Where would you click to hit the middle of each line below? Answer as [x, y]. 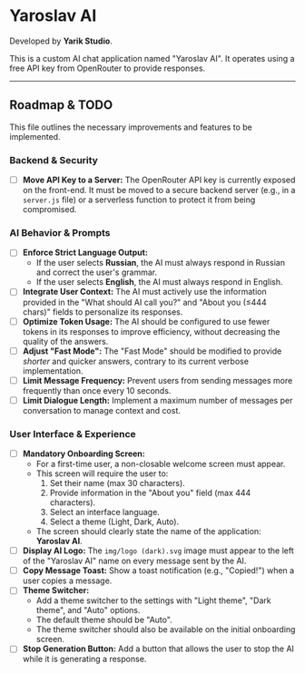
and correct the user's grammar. [96, 272]
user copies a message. [67, 580]
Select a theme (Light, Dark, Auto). [114, 522]
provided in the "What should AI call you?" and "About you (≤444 [144, 302]
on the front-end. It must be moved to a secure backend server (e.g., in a [159, 190]
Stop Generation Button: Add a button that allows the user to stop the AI [158, 649]
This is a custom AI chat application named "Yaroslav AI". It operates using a [152, 58]
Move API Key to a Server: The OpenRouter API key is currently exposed [159, 180]
